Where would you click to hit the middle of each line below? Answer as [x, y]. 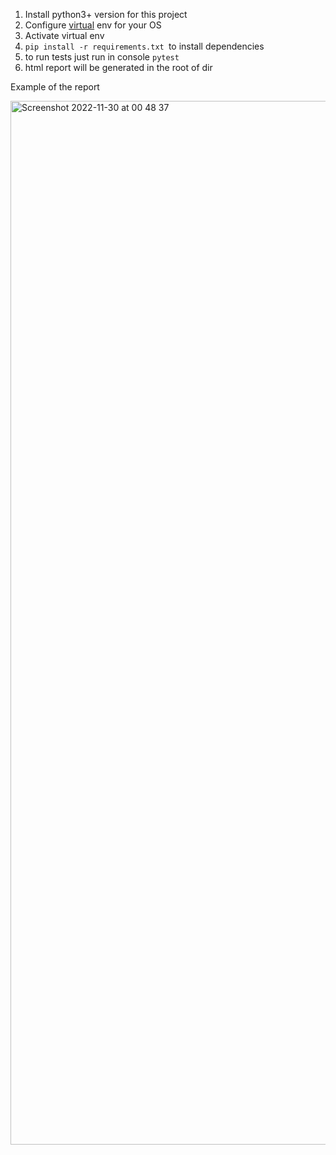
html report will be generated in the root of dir [118, 67]
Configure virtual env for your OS [93, 25]
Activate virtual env [64, 35]
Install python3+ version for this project [106, 14]
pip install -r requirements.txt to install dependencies [144, 46]
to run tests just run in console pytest [102, 57]
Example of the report [55, 87]
